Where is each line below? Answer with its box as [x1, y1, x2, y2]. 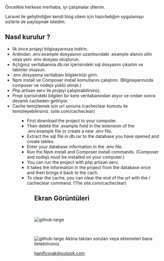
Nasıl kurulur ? [5, 33, 50, 41]
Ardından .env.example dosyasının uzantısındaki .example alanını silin [12, 51, 152, 57]
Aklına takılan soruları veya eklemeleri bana [65, 236, 153, 241]
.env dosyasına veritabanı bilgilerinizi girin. [12, 72, 98, 78]
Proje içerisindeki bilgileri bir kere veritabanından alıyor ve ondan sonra [12, 92, 156, 98]
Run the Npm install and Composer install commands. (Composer [26, 149, 159, 154]
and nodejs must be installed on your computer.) [26, 154, 125, 160]
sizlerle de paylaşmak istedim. [5, 19, 66, 24]
